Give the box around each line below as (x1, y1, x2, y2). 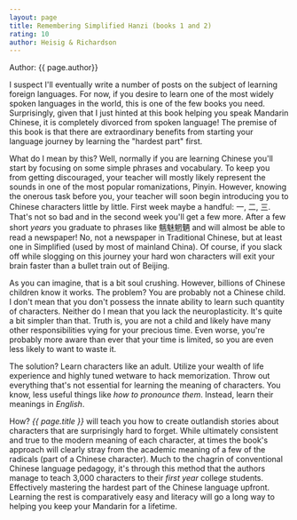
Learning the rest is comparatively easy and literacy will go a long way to (9, 492, 275, 502)
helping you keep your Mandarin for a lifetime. (9, 501, 178, 512)
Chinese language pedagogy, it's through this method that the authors (9, 463, 266, 474)
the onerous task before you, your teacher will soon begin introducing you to (9, 191, 289, 202)
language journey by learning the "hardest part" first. (9, 136, 203, 147)
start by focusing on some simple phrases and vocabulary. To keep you (9, 163, 270, 173)
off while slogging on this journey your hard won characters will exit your (9, 251, 275, 262)
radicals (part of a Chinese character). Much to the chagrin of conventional (9, 454, 284, 465)
